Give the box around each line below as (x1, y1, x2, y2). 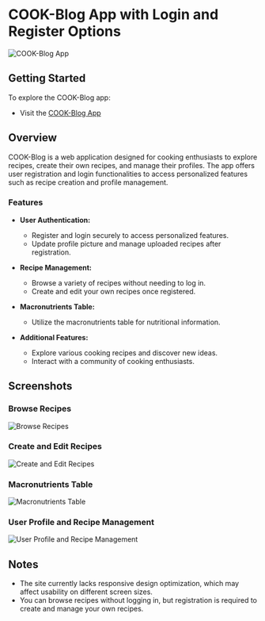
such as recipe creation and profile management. (8, 177, 168, 187)
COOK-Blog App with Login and (8, 6, 219, 24)
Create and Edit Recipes (8, 441, 103, 452)
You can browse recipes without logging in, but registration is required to (19, 596, 257, 605)
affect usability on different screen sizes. (19, 587, 153, 596)
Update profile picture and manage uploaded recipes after (31, 239, 221, 248)
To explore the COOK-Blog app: (8, 93, 111, 102)
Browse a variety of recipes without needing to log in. (31, 278, 206, 287)
